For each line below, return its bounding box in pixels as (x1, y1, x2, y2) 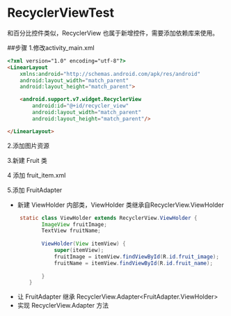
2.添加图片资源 (7, 141, 50, 150)
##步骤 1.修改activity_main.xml (7, 43, 95, 52)
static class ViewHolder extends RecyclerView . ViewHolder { (19, 214, 198, 221)
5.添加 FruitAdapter (7, 186, 63, 194)
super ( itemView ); (54, 247, 104, 254)
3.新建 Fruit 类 (7, 156, 47, 164)
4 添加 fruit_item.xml (7, 171, 66, 179)
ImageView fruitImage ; (41, 221, 108, 228)
